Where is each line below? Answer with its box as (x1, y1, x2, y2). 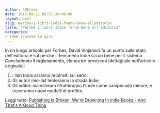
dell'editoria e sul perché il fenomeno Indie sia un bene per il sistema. (5, 52, 144, 58)
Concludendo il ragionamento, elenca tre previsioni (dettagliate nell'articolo (5, 58, 155, 64)
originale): (5, 63, 25, 68)
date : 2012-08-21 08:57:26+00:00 (5, 12, 73, 16)
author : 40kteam (5, 7, 38, 12)
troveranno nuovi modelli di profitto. (12, 88, 84, 94)
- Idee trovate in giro (5, 34, 53, 39)
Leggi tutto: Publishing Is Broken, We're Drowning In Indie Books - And (5, 97, 146, 103)
